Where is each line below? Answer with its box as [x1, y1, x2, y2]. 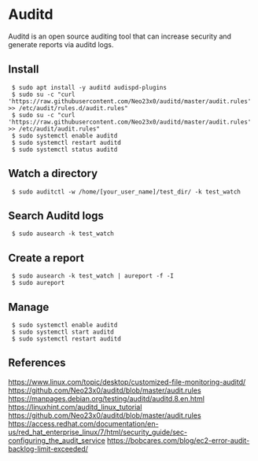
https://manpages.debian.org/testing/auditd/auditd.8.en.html [8, 393, 205, 403]
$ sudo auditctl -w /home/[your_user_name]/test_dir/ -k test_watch [11, 187, 241, 196]
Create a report [8, 251, 84, 264]
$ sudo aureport [11, 279, 65, 287]
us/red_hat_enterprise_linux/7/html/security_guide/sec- [8, 427, 187, 437]
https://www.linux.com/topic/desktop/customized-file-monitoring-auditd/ [8, 377, 246, 386]
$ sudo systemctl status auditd [11, 146, 118, 153]
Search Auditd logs [8, 208, 105, 222]
